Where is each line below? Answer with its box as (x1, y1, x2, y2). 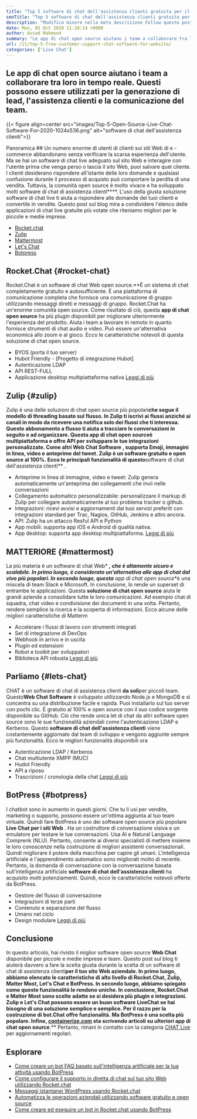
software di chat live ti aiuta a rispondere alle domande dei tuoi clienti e (6, 194, 178, 201)
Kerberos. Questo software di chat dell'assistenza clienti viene (6, 724, 161, 731)
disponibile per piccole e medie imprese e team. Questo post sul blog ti (6, 956, 178, 963)
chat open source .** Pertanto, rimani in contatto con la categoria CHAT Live (6, 1024, 191, 1031)
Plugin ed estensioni (14, 642, 64, 649)
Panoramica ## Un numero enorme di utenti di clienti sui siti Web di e (6, 144, 173, 151)
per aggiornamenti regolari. (6, 1030, 72, 1037)
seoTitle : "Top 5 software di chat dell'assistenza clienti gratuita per (6, 14, 191, 20)
